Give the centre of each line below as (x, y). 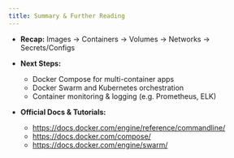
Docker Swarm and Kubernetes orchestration (108, 88)
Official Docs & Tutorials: (63, 112)
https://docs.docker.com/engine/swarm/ (100, 145)
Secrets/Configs (48, 47)
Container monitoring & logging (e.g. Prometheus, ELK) (124, 96)
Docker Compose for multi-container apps (103, 79)
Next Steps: (41, 63)
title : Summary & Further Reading (67, 16)
